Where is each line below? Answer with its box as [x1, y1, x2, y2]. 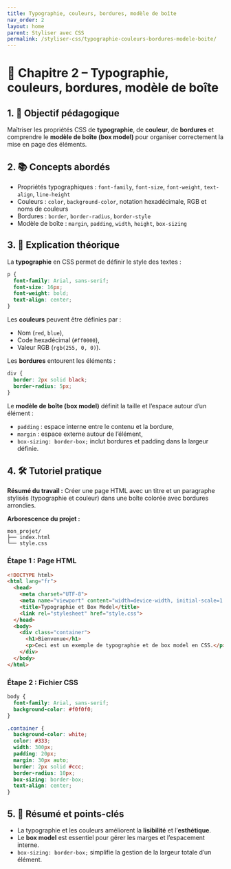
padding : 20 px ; [13, 751, 57, 757]
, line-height [32, 190, 71, 198]
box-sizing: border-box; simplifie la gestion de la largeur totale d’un [16, 848, 212, 856]
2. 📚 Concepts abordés [7, 161, 111, 173]
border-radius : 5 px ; [13, 383, 72, 390]
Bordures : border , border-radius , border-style [16, 211, 151, 220]
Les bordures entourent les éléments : [7, 357, 115, 365]
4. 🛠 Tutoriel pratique [7, 465, 102, 477]
